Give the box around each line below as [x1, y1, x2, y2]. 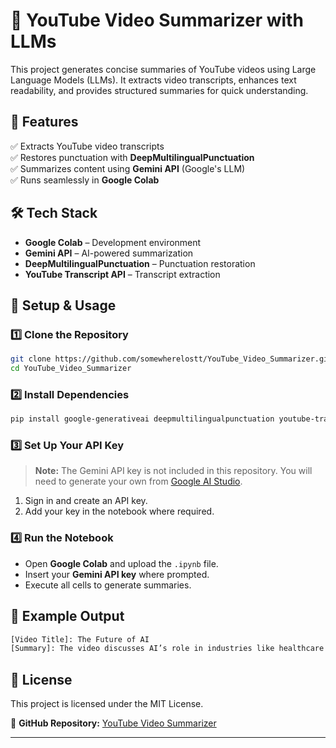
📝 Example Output [10, 608, 125, 625]
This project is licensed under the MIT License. [10, 698, 204, 710]
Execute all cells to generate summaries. [24, 579, 192, 591]
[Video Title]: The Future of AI [10, 634, 150, 644]
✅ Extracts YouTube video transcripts [10, 140, 165, 152]
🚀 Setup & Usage [10, 297, 117, 314]
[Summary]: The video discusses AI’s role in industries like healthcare [10, 644, 325, 654]
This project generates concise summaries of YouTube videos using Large [10, 63, 317, 75]
